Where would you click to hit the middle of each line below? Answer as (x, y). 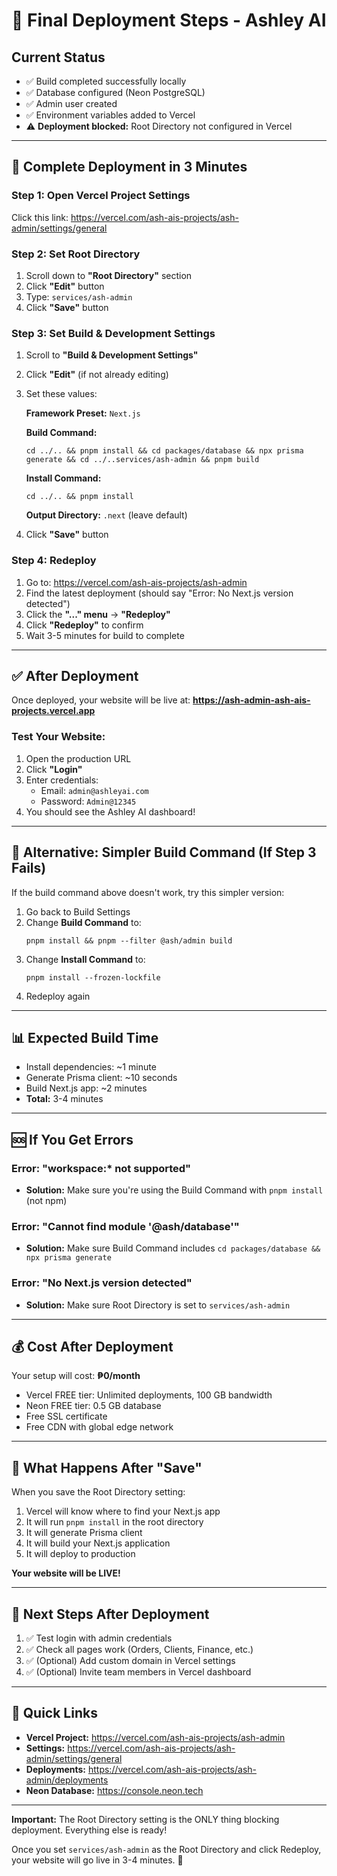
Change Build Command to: (83, 922)
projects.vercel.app (53, 711)
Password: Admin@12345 (88, 801)
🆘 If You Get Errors (72, 1139)
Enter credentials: (62, 780)
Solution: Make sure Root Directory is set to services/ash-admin (158, 1305)
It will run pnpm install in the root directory (114, 1522)
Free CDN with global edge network (99, 1427)
